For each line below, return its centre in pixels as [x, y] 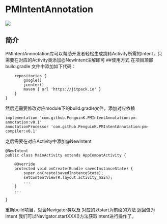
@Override [25, 164]
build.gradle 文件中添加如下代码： [41, 66]
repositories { [31, 76]
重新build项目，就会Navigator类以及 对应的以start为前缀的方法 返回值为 [80, 210]
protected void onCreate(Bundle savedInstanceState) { [74, 169]
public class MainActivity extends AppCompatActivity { [66, 155]
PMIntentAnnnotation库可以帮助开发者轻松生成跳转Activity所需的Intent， [81, 53]
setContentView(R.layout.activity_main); [68, 177]
